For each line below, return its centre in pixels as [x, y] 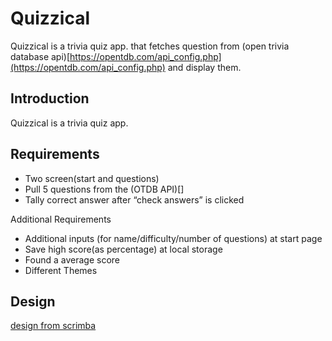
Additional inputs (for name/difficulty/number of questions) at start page [173, 238]
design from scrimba [53, 326]
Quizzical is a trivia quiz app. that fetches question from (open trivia [150, 46]
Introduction [50, 98]
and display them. [204, 67]
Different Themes [61, 270]
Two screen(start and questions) [92, 178]
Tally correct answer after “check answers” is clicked [134, 199]
